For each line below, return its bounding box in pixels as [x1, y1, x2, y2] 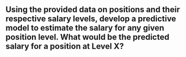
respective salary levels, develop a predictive [5, 14, 177, 24]
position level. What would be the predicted [5, 32, 169, 42]
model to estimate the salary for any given [5, 23, 164, 33]
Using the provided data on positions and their [5, 5, 180, 15]
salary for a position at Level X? [5, 41, 124, 52]
